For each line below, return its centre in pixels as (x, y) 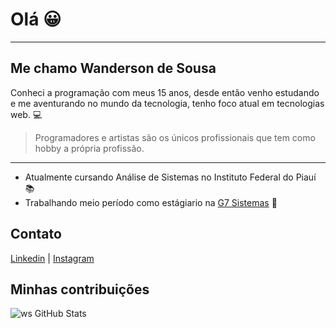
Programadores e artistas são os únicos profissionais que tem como (175, 137)
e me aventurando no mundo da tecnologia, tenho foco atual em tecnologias (167, 103)
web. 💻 (26, 114)
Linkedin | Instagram (52, 258)
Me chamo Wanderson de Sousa (113, 68)
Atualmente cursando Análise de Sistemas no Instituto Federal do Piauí (170, 177)
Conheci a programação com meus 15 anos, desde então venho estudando (165, 92)
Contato (36, 234)
